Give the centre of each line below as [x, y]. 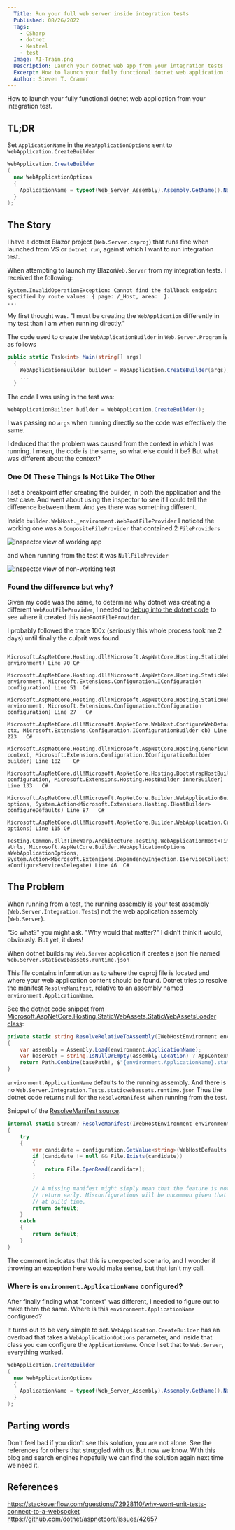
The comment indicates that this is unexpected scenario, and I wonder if [111, 1260]
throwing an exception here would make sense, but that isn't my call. [106, 1268]
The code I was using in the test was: [61, 397]
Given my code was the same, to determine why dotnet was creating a [109, 602]
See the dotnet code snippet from [56, 1009]
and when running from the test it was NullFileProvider [88, 555]
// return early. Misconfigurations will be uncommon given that [130, 1195]
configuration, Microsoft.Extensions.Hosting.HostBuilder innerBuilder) [115, 779]
